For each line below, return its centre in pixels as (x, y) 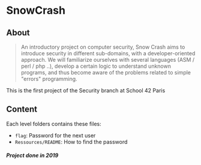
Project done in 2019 (32, 155)
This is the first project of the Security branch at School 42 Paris (86, 90)
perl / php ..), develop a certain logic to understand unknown (96, 66)
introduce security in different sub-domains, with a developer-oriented (108, 53)
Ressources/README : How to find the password (71, 142)
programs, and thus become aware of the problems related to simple (106, 72)
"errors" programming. (49, 79)
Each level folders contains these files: (54, 124)
